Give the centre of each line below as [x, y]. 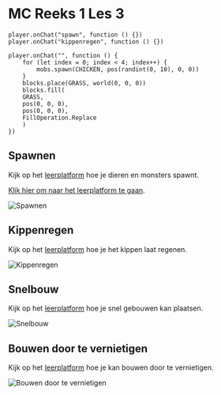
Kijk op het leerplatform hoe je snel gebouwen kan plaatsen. [106, 308]
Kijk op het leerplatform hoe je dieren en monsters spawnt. [104, 175]
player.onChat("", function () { [63, 55]
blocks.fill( [44, 90]
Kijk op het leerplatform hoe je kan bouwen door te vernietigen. [111, 367]
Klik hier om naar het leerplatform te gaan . [77, 190]
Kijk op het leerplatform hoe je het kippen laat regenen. [98, 249]
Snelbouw [34, 289]
